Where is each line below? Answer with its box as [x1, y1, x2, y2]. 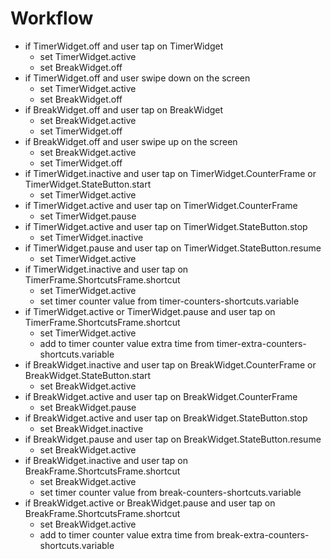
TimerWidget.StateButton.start [24, 178, 152, 190]
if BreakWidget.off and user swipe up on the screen [24, 135, 238, 147]
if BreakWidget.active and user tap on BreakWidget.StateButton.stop [24, 412, 308, 424]
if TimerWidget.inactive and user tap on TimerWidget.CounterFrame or [24, 167, 317, 179]
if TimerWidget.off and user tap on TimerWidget [24, 40, 224, 52]
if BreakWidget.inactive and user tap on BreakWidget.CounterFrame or [24, 358, 317, 371]
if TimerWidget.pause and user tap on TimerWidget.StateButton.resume [24, 242, 322, 254]
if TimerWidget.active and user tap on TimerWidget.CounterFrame [24, 199, 298, 211]
